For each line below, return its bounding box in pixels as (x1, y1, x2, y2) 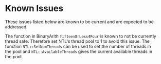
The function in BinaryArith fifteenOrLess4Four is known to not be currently (5, 33, 157, 39)
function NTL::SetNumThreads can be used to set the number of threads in (5, 43, 152, 49)
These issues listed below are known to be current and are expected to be (5, 19, 154, 25)
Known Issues (5, 3, 64, 14)
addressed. (5, 24, 28, 29)
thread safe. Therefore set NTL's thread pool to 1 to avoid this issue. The (5, 38, 150, 44)
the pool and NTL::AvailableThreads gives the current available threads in (5, 49, 152, 54)
